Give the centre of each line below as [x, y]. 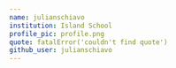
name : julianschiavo [47, 17]
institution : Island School [61, 26]
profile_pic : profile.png [57, 34]
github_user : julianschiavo [61, 50]
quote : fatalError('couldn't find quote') [88, 42]
